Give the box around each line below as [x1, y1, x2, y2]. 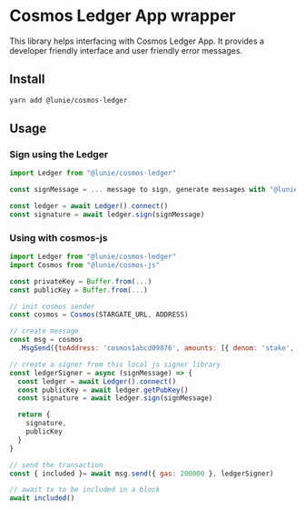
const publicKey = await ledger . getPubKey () [17, 385, 189, 395]
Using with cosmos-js [9, 231, 108, 244]
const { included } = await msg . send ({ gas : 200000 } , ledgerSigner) [9, 469, 274, 478]
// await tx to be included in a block [9, 485, 161, 495]
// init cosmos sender [9, 302, 95, 311]
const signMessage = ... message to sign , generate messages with [9, 185, 266, 195]
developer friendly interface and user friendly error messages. [9, 45, 243, 55]
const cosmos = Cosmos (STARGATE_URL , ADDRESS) [9, 310, 189, 319]
